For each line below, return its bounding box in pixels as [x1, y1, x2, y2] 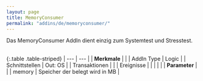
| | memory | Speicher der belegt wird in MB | [6, 68, 120, 76]
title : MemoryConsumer [6, 15, 64, 21]
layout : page [6, 9, 40, 15]
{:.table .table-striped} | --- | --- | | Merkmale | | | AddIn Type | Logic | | [6, 55, 186, 63]
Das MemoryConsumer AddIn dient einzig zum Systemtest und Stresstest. [6, 37, 193, 44]
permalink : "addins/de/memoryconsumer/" [6, 20, 111, 26]
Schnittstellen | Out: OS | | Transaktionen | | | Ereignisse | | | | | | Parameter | [6, 62, 198, 69]
